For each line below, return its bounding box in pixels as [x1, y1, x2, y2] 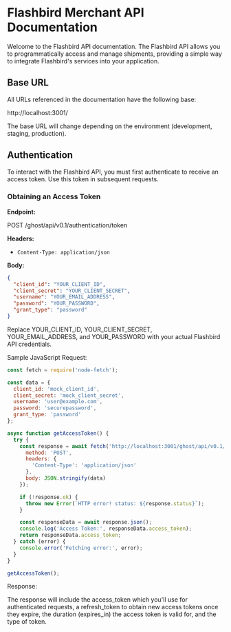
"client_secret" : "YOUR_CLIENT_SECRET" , [13, 287, 131, 294]
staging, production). [7, 129, 67, 137]
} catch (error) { [13, 538, 67, 545]
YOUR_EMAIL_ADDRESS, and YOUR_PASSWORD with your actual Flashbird [7, 332, 221, 340]
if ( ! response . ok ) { [19, 493, 78, 500]
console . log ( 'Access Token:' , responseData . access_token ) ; [19, 525, 192, 532]
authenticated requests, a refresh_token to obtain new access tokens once [7, 603, 219, 611]
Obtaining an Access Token [7, 192, 101, 201]
